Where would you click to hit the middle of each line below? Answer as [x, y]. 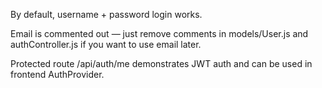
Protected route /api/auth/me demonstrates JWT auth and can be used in [161, 63]
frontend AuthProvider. [57, 74]
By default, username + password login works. [106, 14]
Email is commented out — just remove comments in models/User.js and [159, 33]
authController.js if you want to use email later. [106, 44]
